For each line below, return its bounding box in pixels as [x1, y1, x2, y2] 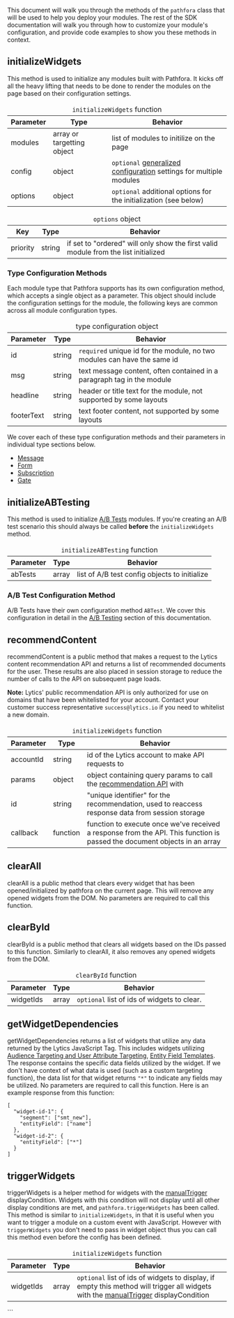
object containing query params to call [86, 770, 213, 780]
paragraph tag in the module [78, 375, 172, 385]
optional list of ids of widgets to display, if [76, 1273, 215, 1282]
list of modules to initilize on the [111, 133, 215, 142]
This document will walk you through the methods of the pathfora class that [7, 6, 225, 14]
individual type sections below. [7, 440, 96, 449]
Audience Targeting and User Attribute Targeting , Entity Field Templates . [7, 1051, 216, 1060]
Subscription [17, 469, 54, 477]
